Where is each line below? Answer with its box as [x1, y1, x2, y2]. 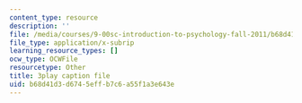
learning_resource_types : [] [9, 47, 119, 56]
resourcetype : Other [9, 64, 87, 73]
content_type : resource [9, 13, 99, 22]
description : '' [9, 21, 70, 30]
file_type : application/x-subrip [9, 38, 135, 47]
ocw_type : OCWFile [9, 55, 78, 64]
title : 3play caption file [9, 72, 111, 81]
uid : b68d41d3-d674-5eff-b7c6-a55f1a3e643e [9, 80, 175, 89]
